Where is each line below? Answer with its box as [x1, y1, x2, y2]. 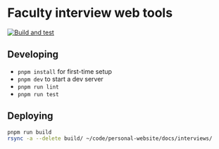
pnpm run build [7, 129, 52, 136]
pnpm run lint [17, 83, 59, 91]
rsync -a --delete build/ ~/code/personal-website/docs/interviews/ [7, 135, 213, 142]
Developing [7, 48, 58, 60]
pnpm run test [17, 91, 59, 98]
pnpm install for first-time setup [17, 67, 113, 75]
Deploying [7, 110, 54, 122]
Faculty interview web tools [7, 5, 173, 21]
